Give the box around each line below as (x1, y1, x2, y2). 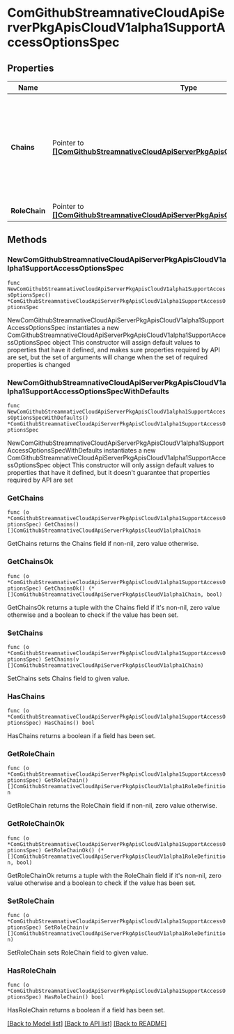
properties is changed (7, 360, 71, 368)
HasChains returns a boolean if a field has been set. (7, 732, 156, 740)
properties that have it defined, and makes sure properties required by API (7, 345, 221, 354)
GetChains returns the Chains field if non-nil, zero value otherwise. (7, 540, 199, 548)
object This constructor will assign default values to (52, 338, 201, 346)
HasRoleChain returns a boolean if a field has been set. (7, 1006, 166, 1015)
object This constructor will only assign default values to (52, 461, 214, 469)
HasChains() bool (44, 719, 95, 727)
